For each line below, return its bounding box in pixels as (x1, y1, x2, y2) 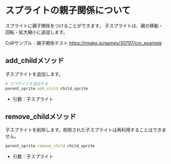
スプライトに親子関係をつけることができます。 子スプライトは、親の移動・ (5, 23, 163, 29)
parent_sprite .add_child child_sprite (5, 86, 88, 91)
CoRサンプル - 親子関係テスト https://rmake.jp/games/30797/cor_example (5, 39, 162, 46)
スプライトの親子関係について (5, 5, 131, 16)
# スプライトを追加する (5, 81, 49, 86)
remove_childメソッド (5, 112, 76, 121)
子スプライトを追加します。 (5, 71, 63, 77)
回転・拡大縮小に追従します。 (5, 29, 68, 35)
